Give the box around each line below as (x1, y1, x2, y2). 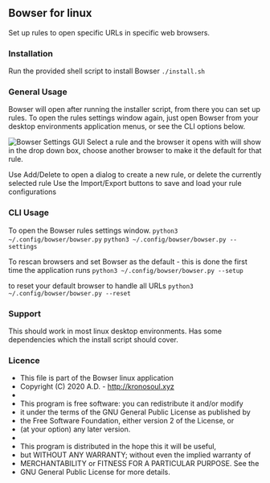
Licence (8, 354, 40, 365)
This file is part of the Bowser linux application (19, 374, 174, 383)
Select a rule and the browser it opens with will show (86, 137, 261, 147)
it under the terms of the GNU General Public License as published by (19, 407, 251, 417)
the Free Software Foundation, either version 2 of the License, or (19, 416, 235, 426)
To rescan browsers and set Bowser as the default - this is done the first (8, 257, 247, 266)
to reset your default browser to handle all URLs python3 (8, 281, 194, 291)
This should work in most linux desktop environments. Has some (8, 326, 223, 336)
